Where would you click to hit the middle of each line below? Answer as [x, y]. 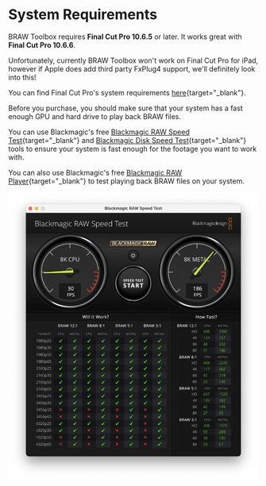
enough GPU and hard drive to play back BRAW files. [94, 116]
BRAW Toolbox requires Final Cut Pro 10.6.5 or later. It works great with [125, 37]
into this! [23, 77]
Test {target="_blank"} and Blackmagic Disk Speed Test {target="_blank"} [127, 140]
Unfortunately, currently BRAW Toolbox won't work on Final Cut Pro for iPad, [133, 60]
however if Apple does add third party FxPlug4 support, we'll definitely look [132, 68]
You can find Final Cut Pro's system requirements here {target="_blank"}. [127, 92]
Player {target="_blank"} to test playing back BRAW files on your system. [126, 181]
